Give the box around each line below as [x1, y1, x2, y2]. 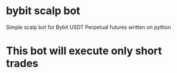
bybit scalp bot [6, 4, 80, 18]
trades [6, 57, 39, 70]
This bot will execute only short [6, 44, 162, 58]
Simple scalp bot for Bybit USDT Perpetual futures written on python [6, 24, 171, 31]
